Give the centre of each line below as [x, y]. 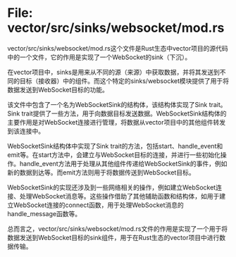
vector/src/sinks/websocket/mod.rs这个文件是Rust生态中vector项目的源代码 [118, 48]
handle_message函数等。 [44, 213]
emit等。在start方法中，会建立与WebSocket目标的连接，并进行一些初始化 [114, 155]
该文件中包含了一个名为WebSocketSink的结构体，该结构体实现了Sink [107, 104]
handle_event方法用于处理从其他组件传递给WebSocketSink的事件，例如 [123, 163]
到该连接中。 [26, 131]
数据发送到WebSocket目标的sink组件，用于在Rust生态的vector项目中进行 [113, 237]
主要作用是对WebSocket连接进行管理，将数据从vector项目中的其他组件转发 [117, 122]
